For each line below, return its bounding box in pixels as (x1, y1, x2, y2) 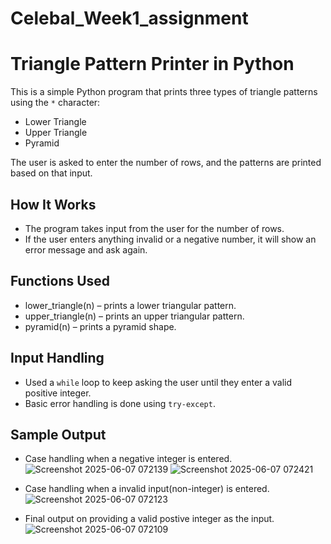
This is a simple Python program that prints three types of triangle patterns (10, 86, 318, 98)
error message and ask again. (24, 243, 148, 256)
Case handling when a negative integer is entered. (24, 453, 233, 465)
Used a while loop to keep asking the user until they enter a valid (24, 376, 293, 388)
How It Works (10, 196, 97, 213)
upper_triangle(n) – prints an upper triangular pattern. (24, 310, 245, 322)
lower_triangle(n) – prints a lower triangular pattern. (24, 299, 237, 311)
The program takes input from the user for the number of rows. (24, 222, 285, 234)
